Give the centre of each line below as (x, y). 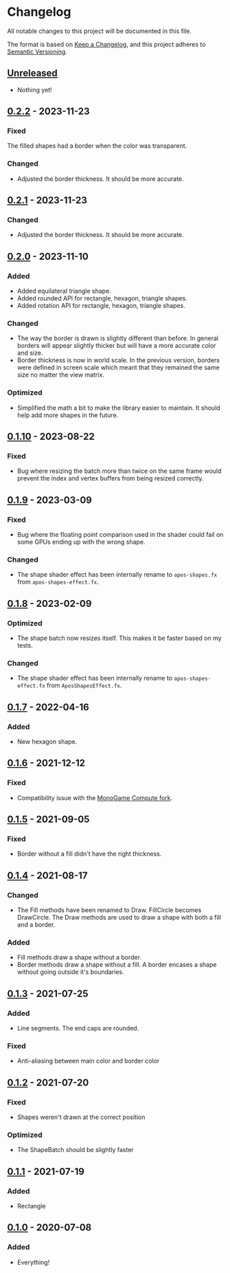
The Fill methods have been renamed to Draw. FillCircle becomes (109, 910)
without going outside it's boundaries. (71, 972)
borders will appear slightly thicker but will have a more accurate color (116, 346)
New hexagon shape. (47, 742)
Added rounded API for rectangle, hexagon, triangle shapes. (102, 298)
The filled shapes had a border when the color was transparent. (97, 146)
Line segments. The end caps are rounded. (78, 1028)
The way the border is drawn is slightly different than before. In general (117, 338)
